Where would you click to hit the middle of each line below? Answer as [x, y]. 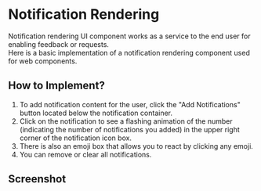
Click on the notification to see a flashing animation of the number [126, 121]
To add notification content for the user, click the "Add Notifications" [130, 104]
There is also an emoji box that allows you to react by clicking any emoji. [136, 146]
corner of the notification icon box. [75, 138]
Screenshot [37, 179]
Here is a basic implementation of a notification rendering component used [129, 52]
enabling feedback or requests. [59, 44]
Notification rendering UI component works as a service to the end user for [129, 36]
